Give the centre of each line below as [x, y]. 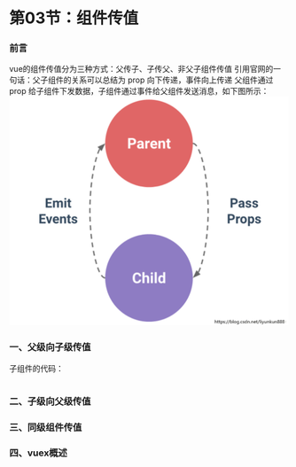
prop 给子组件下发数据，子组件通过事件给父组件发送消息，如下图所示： [139, 91]
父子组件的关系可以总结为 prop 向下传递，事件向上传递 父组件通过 [153, 80]
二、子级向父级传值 [50, 401]
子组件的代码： [36, 368]
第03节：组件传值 [74, 18]
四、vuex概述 [39, 453]
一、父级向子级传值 [50, 347]
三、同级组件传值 [46, 427]
